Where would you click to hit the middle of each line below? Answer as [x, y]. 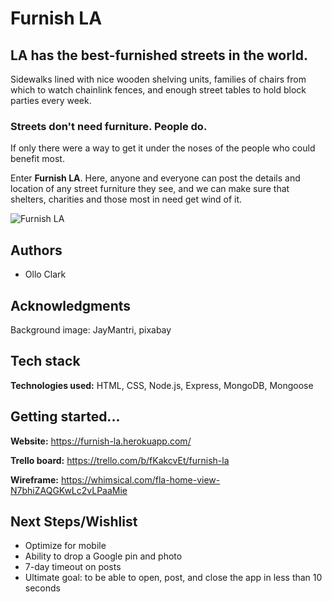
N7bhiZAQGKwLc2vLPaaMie [69, 490]
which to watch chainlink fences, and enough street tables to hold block [158, 90]
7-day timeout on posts [73, 567]
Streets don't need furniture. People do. [109, 126]
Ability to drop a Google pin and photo [103, 556]
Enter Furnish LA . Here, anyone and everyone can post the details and [155, 178]
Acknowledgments [71, 305]
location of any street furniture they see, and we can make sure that [150, 189]
